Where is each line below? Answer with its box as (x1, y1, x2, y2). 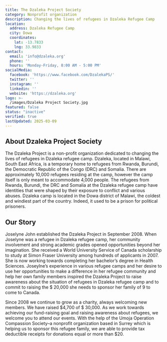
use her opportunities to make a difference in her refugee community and (5, 268, 156, 275)
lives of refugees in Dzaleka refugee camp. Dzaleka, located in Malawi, (5, 156, 151, 162)
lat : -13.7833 (14, 40, 43, 45)
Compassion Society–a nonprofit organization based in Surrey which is (5, 321, 151, 327)
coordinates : (9, 35, 37, 40)
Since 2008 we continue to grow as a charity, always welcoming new (5, 299, 147, 305)
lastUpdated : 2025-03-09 (5, 118, 57, 124)
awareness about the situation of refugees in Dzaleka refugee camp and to (5, 279, 159, 285)
